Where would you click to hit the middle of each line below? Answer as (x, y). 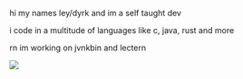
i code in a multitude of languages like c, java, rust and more (122, 30)
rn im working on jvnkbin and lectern (78, 48)
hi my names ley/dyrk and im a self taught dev (95, 13)
